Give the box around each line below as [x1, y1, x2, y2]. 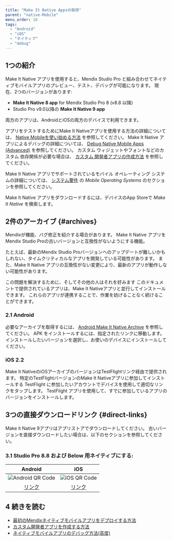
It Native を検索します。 [5, 201, 55, 207]
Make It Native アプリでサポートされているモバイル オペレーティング [5, 170, 150, 177]
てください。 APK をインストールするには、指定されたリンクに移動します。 [5, 330, 165, 336]
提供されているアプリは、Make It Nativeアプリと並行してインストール [18, 286, 166, 292]
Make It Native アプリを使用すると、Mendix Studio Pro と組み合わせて [5, 75, 154, 82]
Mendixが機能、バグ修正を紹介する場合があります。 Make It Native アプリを [5, 232, 166, 238]
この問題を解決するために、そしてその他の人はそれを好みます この [5, 279, 146, 285]
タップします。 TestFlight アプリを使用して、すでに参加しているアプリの [14, 388, 167, 394]
